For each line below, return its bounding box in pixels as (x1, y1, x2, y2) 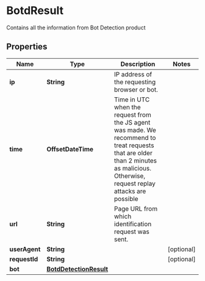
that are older (113, 148, 153, 157)
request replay (113, 179, 156, 188)
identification (113, 219, 152, 228)
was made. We (113, 126, 157, 134)
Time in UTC (113, 95, 150, 104)
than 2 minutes (113, 156, 157, 165)
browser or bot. (113, 85, 159, 93)
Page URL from (113, 204, 157, 213)
